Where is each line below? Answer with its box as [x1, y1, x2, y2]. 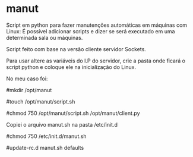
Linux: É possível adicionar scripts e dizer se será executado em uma [6, 27, 175, 34]
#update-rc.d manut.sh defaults [6, 144, 84, 151]
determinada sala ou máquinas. [6, 34, 83, 41]
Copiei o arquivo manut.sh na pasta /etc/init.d [6, 121, 118, 128]
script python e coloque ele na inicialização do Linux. [6, 63, 137, 70]
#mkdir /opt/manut [6, 86, 52, 93]
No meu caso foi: [6, 75, 48, 82]
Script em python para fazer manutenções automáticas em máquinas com [6, 21, 188, 29]
